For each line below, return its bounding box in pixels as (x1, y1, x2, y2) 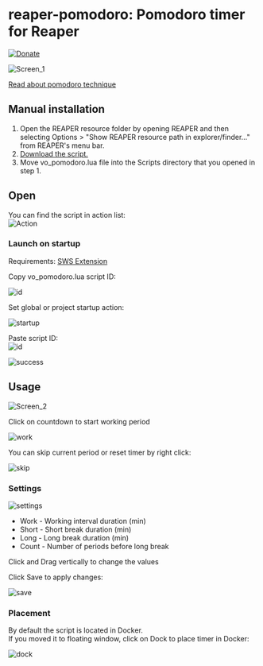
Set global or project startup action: (8, 302, 125, 312)
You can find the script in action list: (8, 210, 126, 219)
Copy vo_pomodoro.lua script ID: (8, 272, 117, 281)
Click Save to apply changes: (8, 572, 103, 582)
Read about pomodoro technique (8, 79, 117, 89)
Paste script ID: (8, 333, 58, 343)
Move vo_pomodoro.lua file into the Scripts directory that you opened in (19, 157, 256, 167)
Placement (8, 607, 51, 618)
